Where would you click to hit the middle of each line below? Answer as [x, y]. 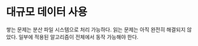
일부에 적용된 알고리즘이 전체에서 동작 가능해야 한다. [79, 37]
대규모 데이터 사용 [47, 12]
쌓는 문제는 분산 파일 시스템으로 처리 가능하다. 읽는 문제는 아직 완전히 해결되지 [96, 29]
